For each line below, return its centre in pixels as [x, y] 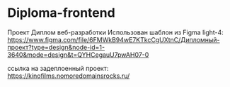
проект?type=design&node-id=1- [56, 47]
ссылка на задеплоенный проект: [58, 68]
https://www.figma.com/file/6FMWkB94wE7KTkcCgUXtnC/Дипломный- [114, 39]
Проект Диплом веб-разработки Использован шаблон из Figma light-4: [116, 32]
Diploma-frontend [61, 13]
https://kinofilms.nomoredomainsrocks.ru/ [69, 76]
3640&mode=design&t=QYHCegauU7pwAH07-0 [78, 55]
